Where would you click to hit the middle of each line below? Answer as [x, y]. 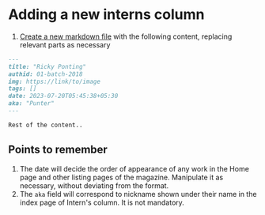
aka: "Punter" [32, 104]
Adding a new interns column [106, 15]
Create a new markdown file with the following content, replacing [126, 36]
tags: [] [23, 89]
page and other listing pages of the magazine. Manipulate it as [121, 177]
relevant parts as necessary [65, 44]
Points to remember [58, 150]
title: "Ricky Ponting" [47, 66]
